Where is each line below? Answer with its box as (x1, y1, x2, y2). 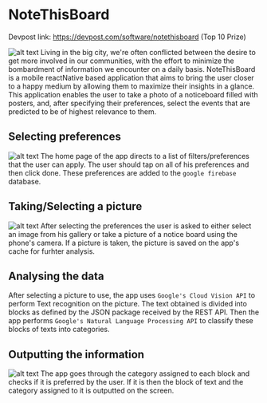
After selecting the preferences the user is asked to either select (40, 221, 252, 231)
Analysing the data (8, 269, 104, 282)
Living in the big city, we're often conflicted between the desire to (40, 47, 257, 57)
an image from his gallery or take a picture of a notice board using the (8, 229, 238, 239)
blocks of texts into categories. (8, 325, 110, 334)
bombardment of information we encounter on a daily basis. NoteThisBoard (8, 64, 256, 73)
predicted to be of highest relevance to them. (8, 106, 157, 117)
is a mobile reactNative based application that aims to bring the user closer (8, 73, 255, 82)
